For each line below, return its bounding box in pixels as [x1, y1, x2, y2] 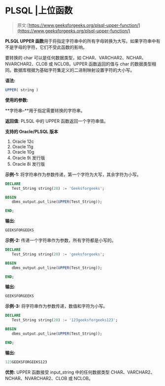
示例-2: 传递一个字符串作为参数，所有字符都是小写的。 [5, 237, 116, 243]
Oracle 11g [12, 143, 33, 149]
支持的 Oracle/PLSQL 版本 [5, 129, 58, 134]
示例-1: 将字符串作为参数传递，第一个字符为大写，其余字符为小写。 [5, 172, 141, 177]
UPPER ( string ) [5, 87, 38, 92]
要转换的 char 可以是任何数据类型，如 [5, 54, 82, 60]
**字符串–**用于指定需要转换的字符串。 [5, 107, 85, 113]
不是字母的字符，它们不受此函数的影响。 [5, 44, 87, 50]
